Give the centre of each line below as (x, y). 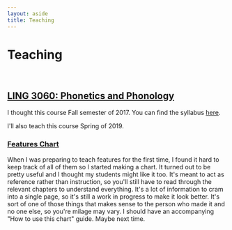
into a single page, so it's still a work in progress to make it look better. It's (114, 197)
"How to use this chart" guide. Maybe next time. (76, 219)
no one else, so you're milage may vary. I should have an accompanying (111, 211)
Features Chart (33, 144)
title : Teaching (31, 20)
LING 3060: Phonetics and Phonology (91, 96)
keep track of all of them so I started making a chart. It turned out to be (109, 167)
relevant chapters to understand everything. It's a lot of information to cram (116, 189)
